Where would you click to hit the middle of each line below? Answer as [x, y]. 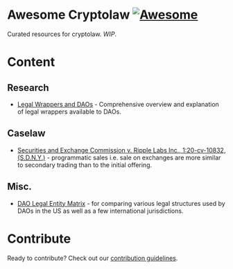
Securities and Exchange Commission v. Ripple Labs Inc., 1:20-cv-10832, [121, 150]
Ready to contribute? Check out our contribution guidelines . [93, 258]
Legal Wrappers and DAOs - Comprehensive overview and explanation [118, 104]
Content [31, 62]
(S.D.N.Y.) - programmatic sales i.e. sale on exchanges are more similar [119, 157]
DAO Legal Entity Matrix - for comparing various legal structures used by [121, 203]
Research [28, 88]
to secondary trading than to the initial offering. [85, 165]
